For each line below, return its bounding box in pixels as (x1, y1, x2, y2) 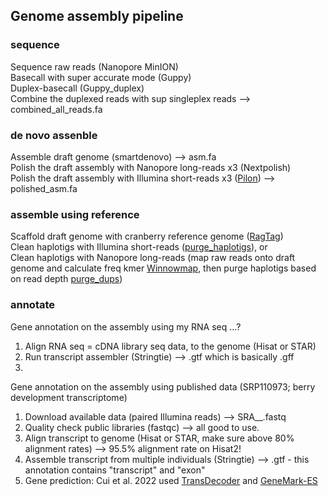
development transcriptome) (10, 391, 128, 403)
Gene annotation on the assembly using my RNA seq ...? (10, 320, 242, 333)
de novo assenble (10, 128, 98, 142)
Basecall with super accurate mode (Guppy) (10, 71, 192, 83)
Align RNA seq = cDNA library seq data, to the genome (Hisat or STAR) (24, 340, 317, 352)
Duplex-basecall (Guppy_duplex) (10, 82, 145, 94)
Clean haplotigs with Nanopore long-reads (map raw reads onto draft (10, 252, 296, 264)
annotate (10, 298, 56, 312)
